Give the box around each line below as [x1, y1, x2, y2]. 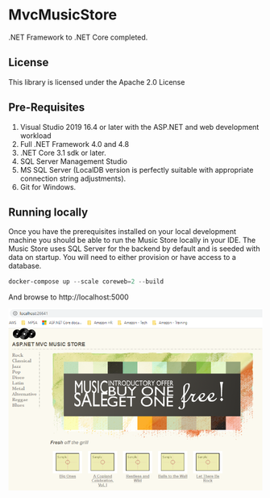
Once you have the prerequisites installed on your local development [8, 227, 236, 236]
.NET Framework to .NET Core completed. [8, 32, 148, 42]
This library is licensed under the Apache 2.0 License [8, 77, 185, 86]
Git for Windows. [19, 182, 77, 191]
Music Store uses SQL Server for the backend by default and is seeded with [8, 244, 260, 253]
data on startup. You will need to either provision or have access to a [8, 253, 236, 262]
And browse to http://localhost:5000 [8, 292, 129, 302]
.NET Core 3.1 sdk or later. [19, 148, 106, 157]
